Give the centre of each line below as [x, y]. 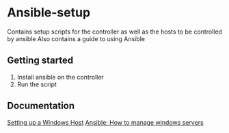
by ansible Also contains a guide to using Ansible [76, 38]
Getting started [40, 61]
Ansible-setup [49, 13]
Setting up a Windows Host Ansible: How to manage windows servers [105, 122]
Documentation [41, 106]
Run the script [37, 84]
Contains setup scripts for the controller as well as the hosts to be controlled [114, 32]
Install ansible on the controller [60, 77]
